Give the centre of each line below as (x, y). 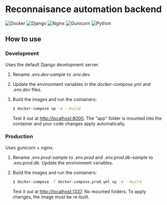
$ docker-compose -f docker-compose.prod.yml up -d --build (77, 182)
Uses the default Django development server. (52, 65)
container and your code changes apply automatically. (69, 123)
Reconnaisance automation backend (83, 9)
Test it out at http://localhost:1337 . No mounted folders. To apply (79, 191)
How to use (23, 39)
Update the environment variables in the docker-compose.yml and (81, 84)
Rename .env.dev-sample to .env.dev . (52, 74)
